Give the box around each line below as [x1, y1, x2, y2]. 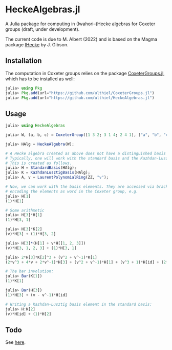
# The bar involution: [5, 269, 54, 274]
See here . [5, 339, 26, 345]
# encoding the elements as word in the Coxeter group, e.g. [5, 189, 139, 194]
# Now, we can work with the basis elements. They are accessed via [5, 184, 155, 189]
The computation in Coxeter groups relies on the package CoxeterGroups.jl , [5, 70, 165, 76]
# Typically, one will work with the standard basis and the [5, 155, 139, 161]
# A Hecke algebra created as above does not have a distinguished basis [5, 151, 166, 156]
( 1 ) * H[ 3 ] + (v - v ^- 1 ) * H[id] [5, 292, 68, 297]
